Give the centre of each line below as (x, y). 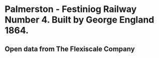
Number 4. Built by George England (79, 20)
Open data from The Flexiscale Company (70, 49)
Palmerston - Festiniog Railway (71, 9)
